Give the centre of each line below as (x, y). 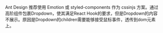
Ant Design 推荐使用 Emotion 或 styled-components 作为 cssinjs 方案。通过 (82, 7)
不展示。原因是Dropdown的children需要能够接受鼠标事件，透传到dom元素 (80, 19)
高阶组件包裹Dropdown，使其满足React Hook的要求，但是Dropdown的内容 (81, 13)
